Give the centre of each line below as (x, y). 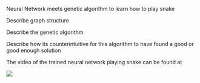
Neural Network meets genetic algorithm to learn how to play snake (91, 9)
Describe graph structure (38, 20)
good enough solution (34, 50)
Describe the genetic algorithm (45, 32)
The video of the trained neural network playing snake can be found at (94, 62)
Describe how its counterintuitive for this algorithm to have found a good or (100, 44)
